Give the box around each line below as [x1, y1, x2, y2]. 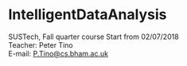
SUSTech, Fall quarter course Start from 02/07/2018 [8, 32, 179, 41]
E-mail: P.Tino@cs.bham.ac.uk [8, 49, 109, 58]
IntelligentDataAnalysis [8, 6, 167, 24]
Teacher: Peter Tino [8, 40, 73, 49]
